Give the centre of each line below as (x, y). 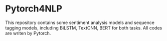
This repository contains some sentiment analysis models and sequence (80, 22)
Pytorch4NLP (34, 9)
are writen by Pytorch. (28, 33)
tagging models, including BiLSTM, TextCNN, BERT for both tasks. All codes (84, 27)
